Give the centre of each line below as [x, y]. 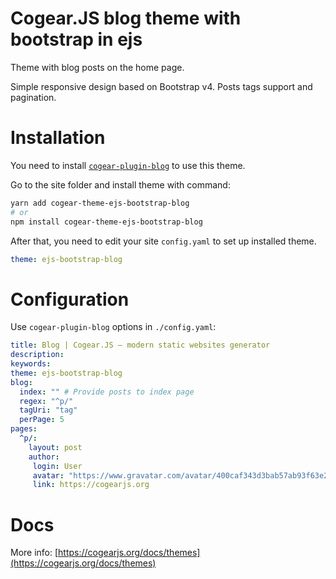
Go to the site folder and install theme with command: [120, 184]
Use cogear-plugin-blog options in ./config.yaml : [113, 327]
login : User [57, 466]
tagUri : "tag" [48, 410]
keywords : [31, 364]
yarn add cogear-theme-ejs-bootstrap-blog [100, 203]
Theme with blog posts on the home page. [97, 67]
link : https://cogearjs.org [91, 485]
